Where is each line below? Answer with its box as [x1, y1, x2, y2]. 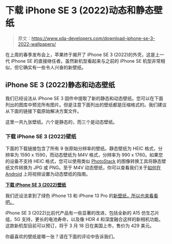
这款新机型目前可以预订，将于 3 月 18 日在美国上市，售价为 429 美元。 [5, 223, 155, 229]
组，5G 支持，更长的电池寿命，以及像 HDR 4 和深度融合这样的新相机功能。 [5, 216, 164, 223]
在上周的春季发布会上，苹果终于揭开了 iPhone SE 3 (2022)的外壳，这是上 [5, 52, 160, 58]
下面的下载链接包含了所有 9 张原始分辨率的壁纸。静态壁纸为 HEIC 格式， [5, 145, 159, 152]
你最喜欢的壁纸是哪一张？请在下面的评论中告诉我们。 [5, 233, 118, 240]
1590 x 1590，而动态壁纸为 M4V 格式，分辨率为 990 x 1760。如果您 [19, 152, 163, 158]
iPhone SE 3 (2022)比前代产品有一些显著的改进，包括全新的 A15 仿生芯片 [5, 210, 160, 216]
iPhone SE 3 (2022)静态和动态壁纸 [5, 81, 115, 89]
